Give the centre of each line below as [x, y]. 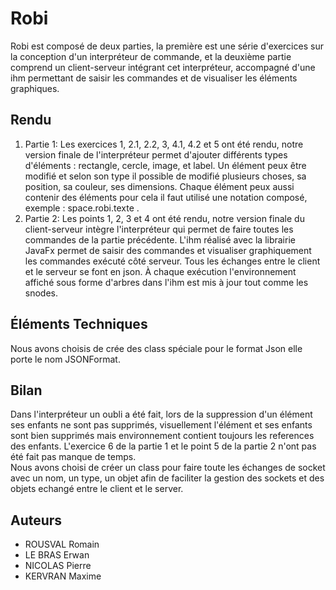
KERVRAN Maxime [63, 576]
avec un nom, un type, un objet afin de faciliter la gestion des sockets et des [167, 478]
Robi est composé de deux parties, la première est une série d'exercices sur [167, 46]
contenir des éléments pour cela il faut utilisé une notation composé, [166, 197]
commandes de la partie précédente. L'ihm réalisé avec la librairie [160, 239]
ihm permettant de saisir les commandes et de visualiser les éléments [154, 78]
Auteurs [36, 520]
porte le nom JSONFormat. [65, 359]
